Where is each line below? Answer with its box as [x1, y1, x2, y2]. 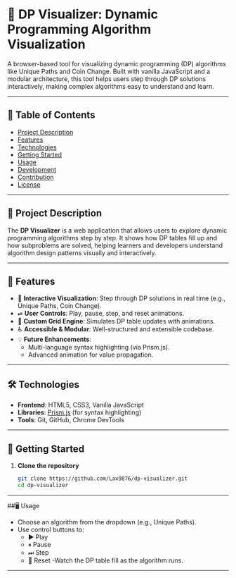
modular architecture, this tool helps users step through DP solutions [7, 74, 206, 83]
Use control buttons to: [17, 525, 84, 534]
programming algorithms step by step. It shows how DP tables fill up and [7, 233, 218, 242]
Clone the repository [17, 462, 79, 469]
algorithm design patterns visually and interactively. [7, 248, 157, 257]
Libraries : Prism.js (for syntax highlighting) [17, 408, 142, 417]
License [17, 180, 41, 189]
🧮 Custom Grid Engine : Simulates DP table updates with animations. [17, 317, 216, 326]
